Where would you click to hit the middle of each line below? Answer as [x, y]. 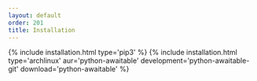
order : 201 [26, 23]
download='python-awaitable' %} [75, 69]
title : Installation [42, 30]
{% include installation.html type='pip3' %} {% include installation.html [123, 53]
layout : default [35, 15]
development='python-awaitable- [195, 61]
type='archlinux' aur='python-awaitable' [73, 61]
